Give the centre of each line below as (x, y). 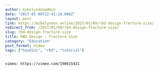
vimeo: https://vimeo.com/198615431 (42, 64)
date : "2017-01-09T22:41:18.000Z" (40, 14)
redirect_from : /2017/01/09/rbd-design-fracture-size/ (62, 28)
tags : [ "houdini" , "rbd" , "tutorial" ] (45, 50)
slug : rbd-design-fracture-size (38, 32)
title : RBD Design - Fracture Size (41, 37)
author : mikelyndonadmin (30, 9)
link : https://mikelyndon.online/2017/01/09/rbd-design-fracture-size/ (79, 23)
